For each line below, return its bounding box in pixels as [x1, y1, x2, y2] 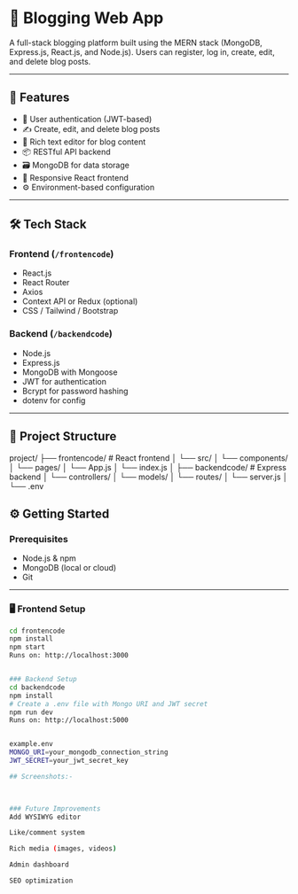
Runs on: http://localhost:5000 [9, 716, 129, 725]
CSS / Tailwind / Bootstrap [21, 306, 119, 316]
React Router [21, 277, 70, 288]
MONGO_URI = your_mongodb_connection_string [9, 748, 169, 757]
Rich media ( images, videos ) [9, 844, 117, 853]
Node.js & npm [21, 553, 77, 564]
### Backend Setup [9, 675, 77, 684]
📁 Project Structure [9, 429, 117, 444]
